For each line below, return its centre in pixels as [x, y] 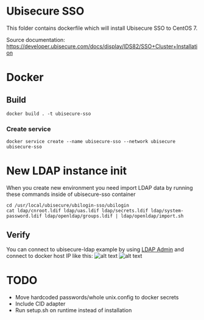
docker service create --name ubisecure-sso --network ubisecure [91, 142]
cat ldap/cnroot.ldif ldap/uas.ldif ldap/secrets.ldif [77, 211]
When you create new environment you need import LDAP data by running [100, 188]
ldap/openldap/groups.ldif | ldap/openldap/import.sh [114, 216]
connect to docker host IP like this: [50, 256]
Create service [29, 129]
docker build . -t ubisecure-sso [49, 114]
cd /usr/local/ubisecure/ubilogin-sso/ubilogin [68, 206]
